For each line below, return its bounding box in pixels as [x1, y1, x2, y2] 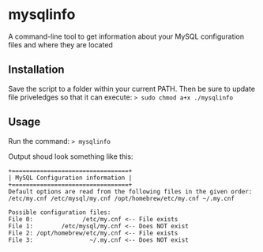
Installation [8, 63, 65, 77]
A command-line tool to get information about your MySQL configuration [8, 32, 245, 41]
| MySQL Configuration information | [8, 174, 133, 182]
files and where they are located [8, 39, 113, 49]
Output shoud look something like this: [8, 152, 133, 161]
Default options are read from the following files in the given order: [8, 187, 253, 195]
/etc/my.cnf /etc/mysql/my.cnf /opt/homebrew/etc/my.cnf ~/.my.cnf [8, 194, 235, 202]
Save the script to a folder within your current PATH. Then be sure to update [8, 84, 255, 93]
